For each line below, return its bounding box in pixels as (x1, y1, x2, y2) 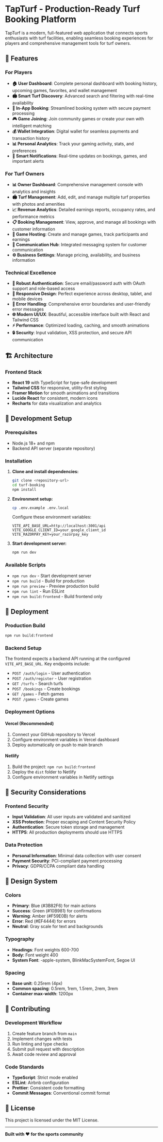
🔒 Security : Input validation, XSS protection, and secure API (12, 330, 132, 336)
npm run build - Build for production (12, 578, 85, 583)
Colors (5, 892, 21, 899)
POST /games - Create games (12, 696, 69, 702)
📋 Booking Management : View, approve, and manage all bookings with (12, 219, 156, 225)
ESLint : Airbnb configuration (12, 1080, 69, 1085)
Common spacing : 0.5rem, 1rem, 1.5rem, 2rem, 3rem (12, 986, 118, 991)
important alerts (12, 158, 44, 164)
